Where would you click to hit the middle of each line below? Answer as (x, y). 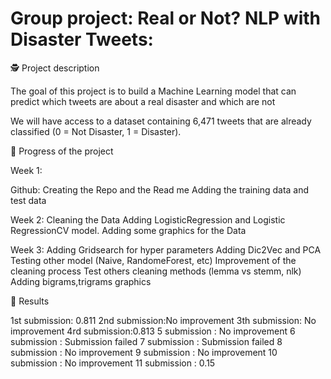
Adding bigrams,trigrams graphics (81, 281)
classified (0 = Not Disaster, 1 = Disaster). (96, 131)
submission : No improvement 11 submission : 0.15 (113, 363)
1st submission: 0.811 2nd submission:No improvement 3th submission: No (163, 320)
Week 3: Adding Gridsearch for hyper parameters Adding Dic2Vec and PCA (166, 249)
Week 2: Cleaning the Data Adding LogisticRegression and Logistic (148, 219)
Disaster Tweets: (82, 39)
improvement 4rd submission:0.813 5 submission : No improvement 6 (153, 331)
